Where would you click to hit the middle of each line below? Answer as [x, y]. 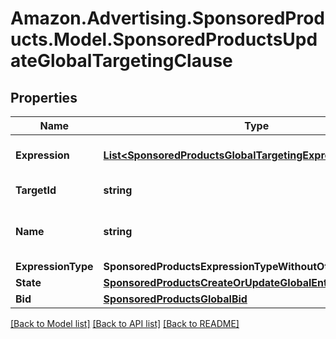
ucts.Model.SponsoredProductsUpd [164, 39]
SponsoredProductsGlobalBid [175, 299]
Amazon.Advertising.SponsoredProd [168, 18]
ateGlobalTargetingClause [121, 61]
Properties [44, 97]
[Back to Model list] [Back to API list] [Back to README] [125, 323]
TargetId [36, 190]
